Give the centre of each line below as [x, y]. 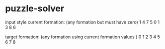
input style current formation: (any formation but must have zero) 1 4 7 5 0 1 [82, 22]
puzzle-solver [35, 9]
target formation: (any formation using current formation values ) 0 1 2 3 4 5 [82, 37]
